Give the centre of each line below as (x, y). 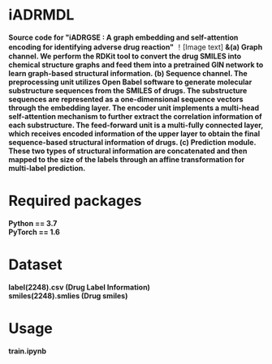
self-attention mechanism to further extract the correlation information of (135, 116)
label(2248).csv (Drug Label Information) (79, 287)
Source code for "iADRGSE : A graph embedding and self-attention (123, 37)
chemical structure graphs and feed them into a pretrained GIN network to (136, 64)
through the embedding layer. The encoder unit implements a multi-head (134, 108)
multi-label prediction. (47, 168)
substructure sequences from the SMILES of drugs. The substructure (128, 90)
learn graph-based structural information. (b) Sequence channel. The (128, 73)
